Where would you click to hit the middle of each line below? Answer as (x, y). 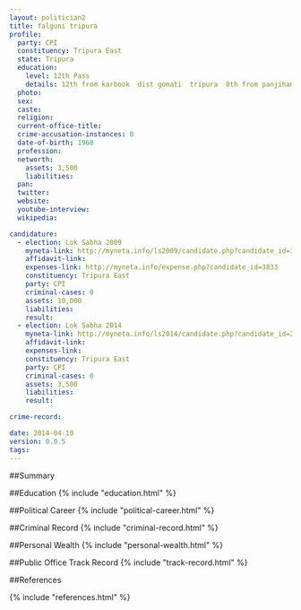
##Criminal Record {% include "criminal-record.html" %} (114, 527)
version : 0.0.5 (38, 441)
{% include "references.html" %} (70, 597)
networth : (35, 159)
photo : (30, 92)
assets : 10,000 (54, 301)
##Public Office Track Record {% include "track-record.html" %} (129, 562)
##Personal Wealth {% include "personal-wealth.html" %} (116, 545)
